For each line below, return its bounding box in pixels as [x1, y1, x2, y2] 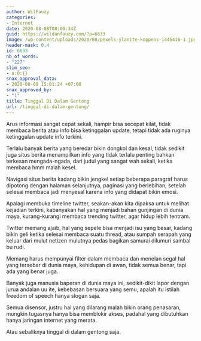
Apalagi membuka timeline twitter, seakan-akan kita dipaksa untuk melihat [6, 199, 190, 207]
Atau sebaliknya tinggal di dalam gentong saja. [6, 328, 121, 335]
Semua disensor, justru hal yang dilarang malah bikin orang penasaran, [6, 304, 181, 311]
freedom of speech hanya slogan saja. [6, 292, 100, 299]
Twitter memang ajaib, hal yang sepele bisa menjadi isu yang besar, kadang [6, 224, 193, 231]
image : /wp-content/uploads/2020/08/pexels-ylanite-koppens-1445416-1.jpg [6, 37, 197, 43]
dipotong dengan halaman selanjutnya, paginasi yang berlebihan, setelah [6, 181, 187, 189]
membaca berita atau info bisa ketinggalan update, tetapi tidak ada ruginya [6, 127, 191, 134]
